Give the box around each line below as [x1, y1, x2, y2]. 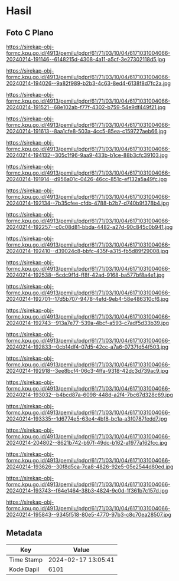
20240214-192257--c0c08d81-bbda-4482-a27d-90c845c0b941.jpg [6, 224, 173, 231]
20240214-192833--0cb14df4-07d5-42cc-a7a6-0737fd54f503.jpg [6, 343, 169, 350]
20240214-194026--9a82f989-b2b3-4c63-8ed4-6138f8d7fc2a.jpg [6, 80, 171, 87]
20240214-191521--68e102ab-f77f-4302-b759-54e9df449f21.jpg [6, 104, 166, 110]
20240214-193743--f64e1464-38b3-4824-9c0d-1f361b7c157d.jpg [6, 487, 168, 494]
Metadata [6, 528, 43, 538]
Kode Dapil [9, 565, 40, 573]
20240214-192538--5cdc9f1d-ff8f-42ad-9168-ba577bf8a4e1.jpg [6, 271, 165, 278]
